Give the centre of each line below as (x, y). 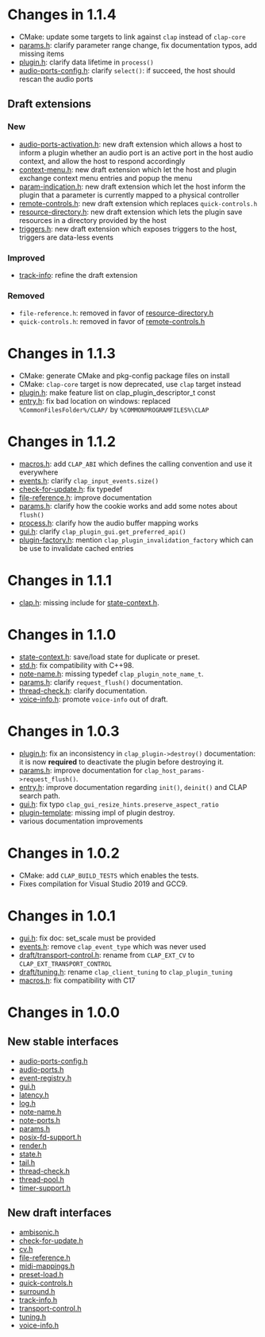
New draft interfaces (60, 1213)
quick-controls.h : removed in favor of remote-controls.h (112, 322)
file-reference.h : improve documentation (85, 498)
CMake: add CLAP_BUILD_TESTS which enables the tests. (109, 875)
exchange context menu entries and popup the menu (106, 178)
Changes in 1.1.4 (62, 15)
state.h (30, 1154)
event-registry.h (45, 1077)
